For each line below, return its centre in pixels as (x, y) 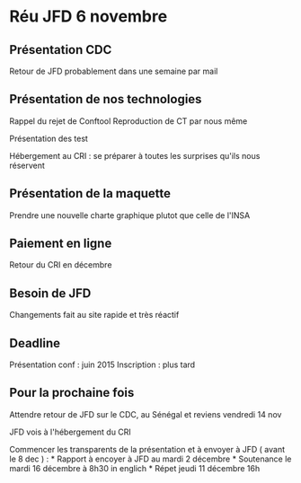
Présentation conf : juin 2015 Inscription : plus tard (102, 364)
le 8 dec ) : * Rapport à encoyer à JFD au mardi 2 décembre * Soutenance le (150, 459)
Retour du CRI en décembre (61, 265)
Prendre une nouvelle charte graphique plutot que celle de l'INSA (130, 215)
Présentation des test (49, 138)
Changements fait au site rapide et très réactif (94, 315)
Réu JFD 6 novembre (89, 17)
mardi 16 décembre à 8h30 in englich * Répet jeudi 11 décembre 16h (135, 468)
